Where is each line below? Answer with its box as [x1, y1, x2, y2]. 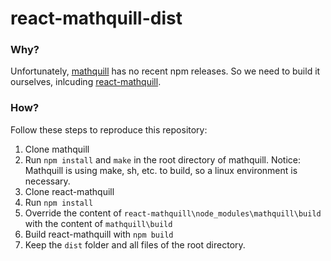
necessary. [24, 175, 71, 187]
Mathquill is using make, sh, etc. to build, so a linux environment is [24, 164, 298, 176]
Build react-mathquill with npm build [24, 228, 174, 240]
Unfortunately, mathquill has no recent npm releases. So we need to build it [10, 65, 321, 77]
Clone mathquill [24, 143, 90, 155]
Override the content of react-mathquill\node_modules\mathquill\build [24, 207, 322, 219]
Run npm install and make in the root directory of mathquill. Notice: [24, 153, 302, 166]
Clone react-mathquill [24, 185, 115, 197]
